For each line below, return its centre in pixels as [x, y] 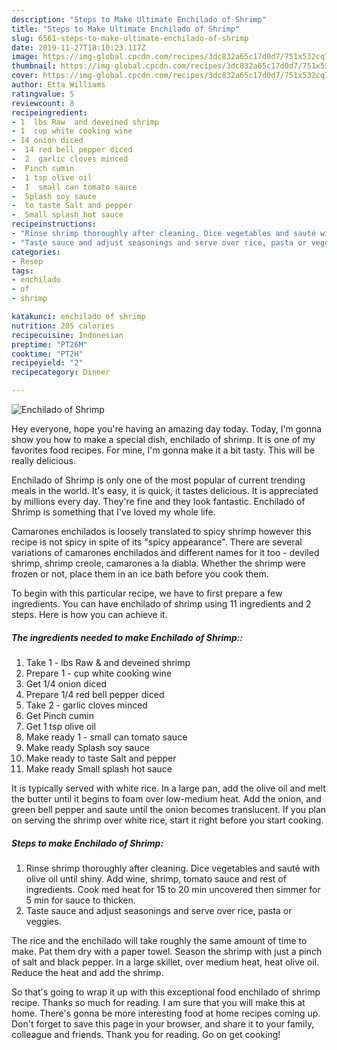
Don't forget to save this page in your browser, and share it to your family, [163, 1023]
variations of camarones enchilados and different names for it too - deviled [165, 552]
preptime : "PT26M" [49, 344]
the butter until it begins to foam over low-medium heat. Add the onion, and [166, 798]
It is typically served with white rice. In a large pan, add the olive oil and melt [168, 788]
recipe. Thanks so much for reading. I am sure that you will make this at [158, 1002]
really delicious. [43, 460]
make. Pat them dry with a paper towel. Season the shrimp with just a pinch [167, 951]
